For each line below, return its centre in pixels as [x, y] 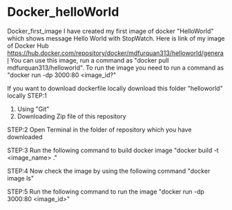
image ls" [21, 178]
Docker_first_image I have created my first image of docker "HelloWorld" [110, 31]
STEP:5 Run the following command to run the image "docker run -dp [106, 191]
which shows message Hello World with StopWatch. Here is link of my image [116, 38]
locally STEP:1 [27, 95]
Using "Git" [33, 109]
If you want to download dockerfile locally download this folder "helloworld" [115, 88]
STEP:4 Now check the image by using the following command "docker [109, 171]
